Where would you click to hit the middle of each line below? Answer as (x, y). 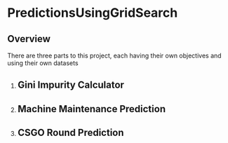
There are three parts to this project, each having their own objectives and (115, 55)
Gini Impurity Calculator (71, 85)
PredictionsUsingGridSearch (93, 13)
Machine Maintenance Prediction (92, 109)
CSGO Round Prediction (71, 133)
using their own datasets (43, 63)
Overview (29, 39)
